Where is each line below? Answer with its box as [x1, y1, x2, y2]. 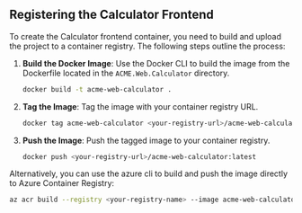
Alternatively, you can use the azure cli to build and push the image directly [9, 168, 288, 179]
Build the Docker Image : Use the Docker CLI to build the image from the [22, 58, 290, 68]
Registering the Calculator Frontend [9, 7, 214, 22]
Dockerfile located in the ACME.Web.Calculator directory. [22, 67, 230, 78]
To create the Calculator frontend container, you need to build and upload [9, 31, 281, 41]
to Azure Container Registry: [9, 178, 115, 189]
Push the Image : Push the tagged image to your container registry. [22, 135, 271, 146]
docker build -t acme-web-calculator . [22, 84, 173, 93]
